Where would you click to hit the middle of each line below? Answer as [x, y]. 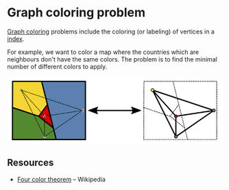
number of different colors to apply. [57, 66]
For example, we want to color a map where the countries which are [103, 52]
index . [16, 38]
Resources [31, 163]
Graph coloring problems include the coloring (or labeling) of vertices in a [111, 31]
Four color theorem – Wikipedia [61, 179]
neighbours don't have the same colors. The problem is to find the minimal [112, 59]
